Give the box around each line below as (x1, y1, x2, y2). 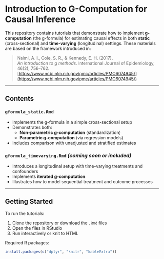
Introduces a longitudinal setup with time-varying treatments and (12, 163, 143, 169)
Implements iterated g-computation (12, 173, 85, 179)
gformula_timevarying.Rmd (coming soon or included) (5, 152, 132, 159)
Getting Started (5, 197, 53, 206)
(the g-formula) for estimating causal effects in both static (32, 35, 150, 41)
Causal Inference (5, 14, 76, 25)
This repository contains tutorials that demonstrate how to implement (5, 30, 144, 36)
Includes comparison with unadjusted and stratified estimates (12, 140, 136, 146)
